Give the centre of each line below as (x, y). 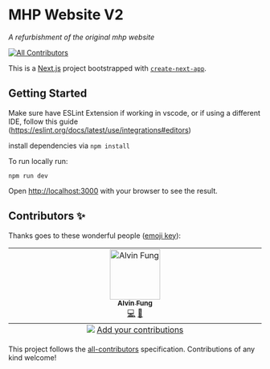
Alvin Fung (135, 303)
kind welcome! (33, 357)
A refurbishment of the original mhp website (82, 37)
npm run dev (28, 176)
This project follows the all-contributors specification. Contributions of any (132, 349)
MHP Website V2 (66, 15)
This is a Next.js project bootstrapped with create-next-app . (108, 68)
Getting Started (48, 94)
